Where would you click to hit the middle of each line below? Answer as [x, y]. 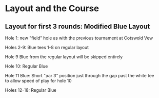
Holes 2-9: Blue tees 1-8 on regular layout [47, 47]
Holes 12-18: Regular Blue [31, 90]
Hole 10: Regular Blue [27, 66]
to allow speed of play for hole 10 [38, 81]
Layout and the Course [52, 8]
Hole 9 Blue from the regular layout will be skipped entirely [64, 57]
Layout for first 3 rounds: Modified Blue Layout [78, 26]
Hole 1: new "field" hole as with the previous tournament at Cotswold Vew [79, 38]
